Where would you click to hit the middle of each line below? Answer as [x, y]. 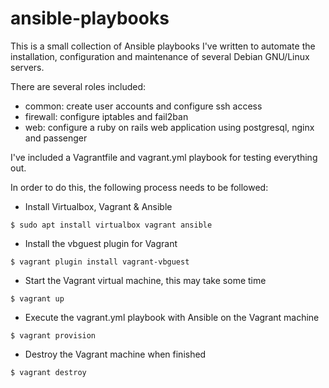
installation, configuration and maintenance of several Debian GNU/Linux [160, 56]
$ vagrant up [37, 298]
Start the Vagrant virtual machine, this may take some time [145, 280]
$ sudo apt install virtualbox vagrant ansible [111, 225]
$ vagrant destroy [48, 372]
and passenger [56, 138]
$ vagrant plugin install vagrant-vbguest [100, 262]
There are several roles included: [78, 86]
